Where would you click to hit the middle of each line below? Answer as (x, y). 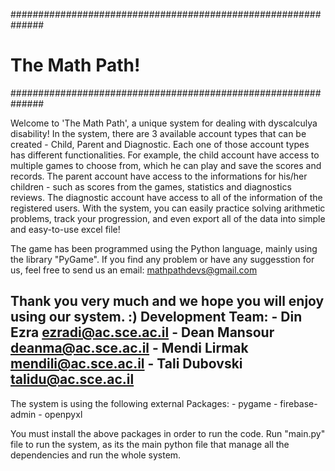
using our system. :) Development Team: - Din (156, 317)
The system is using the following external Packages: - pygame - (144, 403)
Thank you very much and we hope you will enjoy (167, 301)
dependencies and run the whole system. (96, 455)
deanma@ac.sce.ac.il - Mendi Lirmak (129, 348)
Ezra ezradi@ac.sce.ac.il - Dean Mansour (142, 332)
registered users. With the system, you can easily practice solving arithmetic (168, 208)
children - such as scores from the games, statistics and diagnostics (151, 186)
